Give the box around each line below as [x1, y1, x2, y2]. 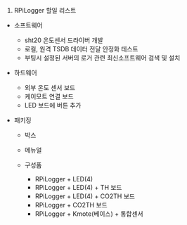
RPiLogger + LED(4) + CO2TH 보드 [34, 192, 136, 200]
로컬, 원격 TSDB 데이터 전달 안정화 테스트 [24, 45, 138, 53]
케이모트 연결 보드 [24, 92, 74, 101]
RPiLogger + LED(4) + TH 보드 [34, 184, 122, 191]
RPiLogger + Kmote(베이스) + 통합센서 [34, 210, 143, 218]
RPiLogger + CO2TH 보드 [34, 201, 108, 209]
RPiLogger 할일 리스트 [13, 6, 77, 14]
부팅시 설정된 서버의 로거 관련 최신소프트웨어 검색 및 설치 [24, 53, 181, 62]
